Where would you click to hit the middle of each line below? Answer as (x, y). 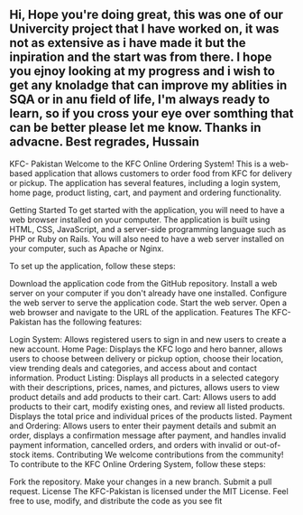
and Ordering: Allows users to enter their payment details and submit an (143, 426)
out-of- (267, 445)
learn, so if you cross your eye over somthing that (151, 113)
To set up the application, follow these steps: (92, 266)
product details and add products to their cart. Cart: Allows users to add (143, 397)
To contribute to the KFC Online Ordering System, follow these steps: (138, 463)
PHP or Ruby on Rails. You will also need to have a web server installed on (147, 239)
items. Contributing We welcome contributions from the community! (157, 454)
